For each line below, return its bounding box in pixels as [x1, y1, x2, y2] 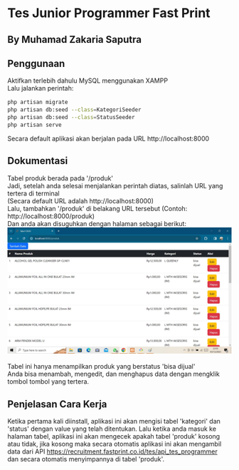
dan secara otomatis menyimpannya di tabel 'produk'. [7, 455, 165, 464]
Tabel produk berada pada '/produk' [7, 173, 114, 183]
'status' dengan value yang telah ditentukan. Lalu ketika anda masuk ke [7, 424, 217, 433]
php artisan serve [7, 121, 62, 129]
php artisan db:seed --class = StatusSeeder [7, 114, 135, 121]
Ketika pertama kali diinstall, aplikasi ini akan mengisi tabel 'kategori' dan [7, 417, 221, 426]
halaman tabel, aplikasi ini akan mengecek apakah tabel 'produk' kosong [7, 432, 221, 441]
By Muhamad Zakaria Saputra [7, 34, 142, 46]
